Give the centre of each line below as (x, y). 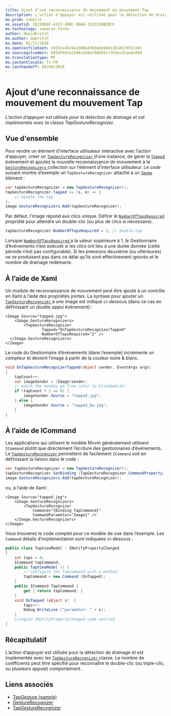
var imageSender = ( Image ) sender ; (51, 381)
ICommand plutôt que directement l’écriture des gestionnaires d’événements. (84, 448)
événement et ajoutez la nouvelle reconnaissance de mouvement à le (78, 162)
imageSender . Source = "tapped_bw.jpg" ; (66, 405)
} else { (24, 401)
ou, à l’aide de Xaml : (27, 488)
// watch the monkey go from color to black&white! (70, 386)
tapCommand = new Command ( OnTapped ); (65, 577)
